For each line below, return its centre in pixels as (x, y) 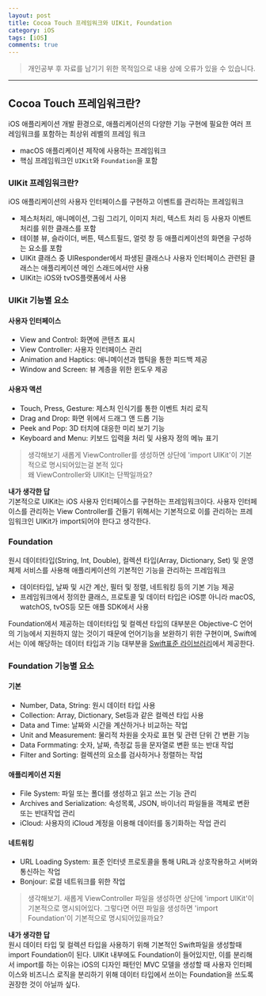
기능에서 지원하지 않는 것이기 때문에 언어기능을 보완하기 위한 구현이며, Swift (133, 633)
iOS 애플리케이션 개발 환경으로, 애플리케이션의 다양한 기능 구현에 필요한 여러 (126, 124)
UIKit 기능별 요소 (38, 300)
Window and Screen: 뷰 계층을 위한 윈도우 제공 (94, 370)
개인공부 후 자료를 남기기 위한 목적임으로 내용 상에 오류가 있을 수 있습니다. (141, 69)
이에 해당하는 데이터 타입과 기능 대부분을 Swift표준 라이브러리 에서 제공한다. (139, 643)
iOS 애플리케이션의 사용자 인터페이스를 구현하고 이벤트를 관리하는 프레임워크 (126, 202)
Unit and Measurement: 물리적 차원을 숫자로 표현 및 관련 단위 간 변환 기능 (135, 735)
